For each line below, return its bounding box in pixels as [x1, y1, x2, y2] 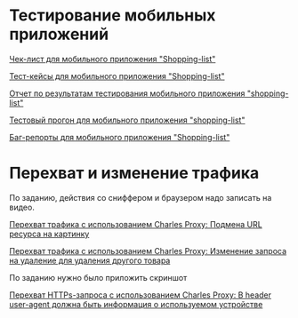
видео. [9, 202, 36, 212]
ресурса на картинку [9, 228, 90, 239]
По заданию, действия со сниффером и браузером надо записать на [9, 192, 272, 203]
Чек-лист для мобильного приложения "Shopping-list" [9, 53, 216, 64]
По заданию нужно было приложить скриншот [9, 272, 188, 282]
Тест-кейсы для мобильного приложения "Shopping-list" [9, 70, 225, 81]
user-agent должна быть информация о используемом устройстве [9, 298, 263, 309]
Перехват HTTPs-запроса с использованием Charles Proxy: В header [9, 290, 272, 300]
